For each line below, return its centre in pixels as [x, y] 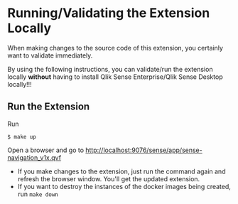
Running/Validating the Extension [109, 13]
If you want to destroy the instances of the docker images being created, [124, 186]
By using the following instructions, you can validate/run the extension [110, 69]
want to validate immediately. [50, 55]
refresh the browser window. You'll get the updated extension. [109, 178]
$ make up [22, 136]
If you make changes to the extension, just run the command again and [121, 171]
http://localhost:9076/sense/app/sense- [144, 150]
